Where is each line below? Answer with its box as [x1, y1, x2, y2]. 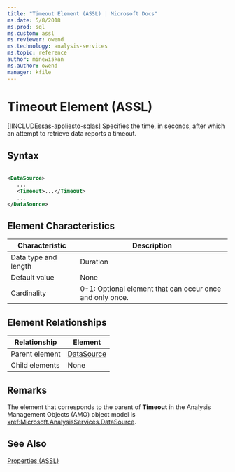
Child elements [10, 361, 60, 371]
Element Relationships [7, 316, 107, 329]
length [10, 262, 32, 271]
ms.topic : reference [7, 50, 68, 57]
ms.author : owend [7, 62, 58, 69]
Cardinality [10, 288, 47, 298]
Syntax [7, 150, 39, 162]
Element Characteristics [7, 220, 115, 231]
